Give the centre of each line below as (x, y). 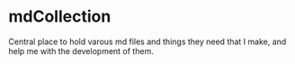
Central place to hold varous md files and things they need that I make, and (147, 41)
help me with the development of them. (81, 50)
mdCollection (60, 17)
